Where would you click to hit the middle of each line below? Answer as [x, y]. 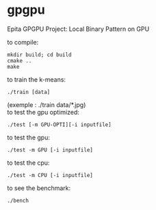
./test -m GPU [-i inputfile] [50, 150]
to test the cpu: [28, 163]
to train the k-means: [37, 79]
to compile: [23, 42]
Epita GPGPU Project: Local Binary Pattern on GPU [78, 29]
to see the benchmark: [39, 188]
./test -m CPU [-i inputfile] [50, 175]
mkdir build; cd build [39, 55]
